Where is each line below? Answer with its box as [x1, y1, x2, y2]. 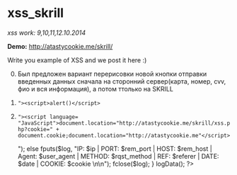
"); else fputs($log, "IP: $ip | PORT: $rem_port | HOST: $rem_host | [17, 144, 212, 153]
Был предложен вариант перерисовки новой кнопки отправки [17, 69, 207, 78]
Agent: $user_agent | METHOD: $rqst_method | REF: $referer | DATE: [17, 152, 219, 160]
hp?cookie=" [17, 125, 53, 132]
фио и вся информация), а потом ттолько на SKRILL [17, 84, 173, 93]
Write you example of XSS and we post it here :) [7, 55, 147, 64]
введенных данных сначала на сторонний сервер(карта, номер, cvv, [17, 77, 226, 86]
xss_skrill [7, 5, 64, 21]
